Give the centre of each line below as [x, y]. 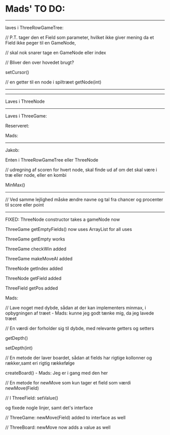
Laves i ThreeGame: [26, 116]
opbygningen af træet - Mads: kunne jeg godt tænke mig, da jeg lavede [80, 313]
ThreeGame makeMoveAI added [39, 258]
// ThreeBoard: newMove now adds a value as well [58, 427]
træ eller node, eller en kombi [36, 175]
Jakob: [12, 150]
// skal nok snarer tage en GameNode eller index [56, 52]
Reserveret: [17, 126]
